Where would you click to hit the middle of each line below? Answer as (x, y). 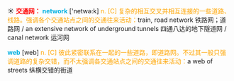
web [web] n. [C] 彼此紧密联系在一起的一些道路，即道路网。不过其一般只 (114, 52)
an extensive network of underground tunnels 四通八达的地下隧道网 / (126, 29)
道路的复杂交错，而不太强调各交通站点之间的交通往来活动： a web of (113, 61)
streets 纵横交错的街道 (40, 70)
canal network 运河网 (38, 37)
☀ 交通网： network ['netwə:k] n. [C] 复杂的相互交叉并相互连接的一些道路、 (119, 11)
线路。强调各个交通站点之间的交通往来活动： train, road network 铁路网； (114, 20)
